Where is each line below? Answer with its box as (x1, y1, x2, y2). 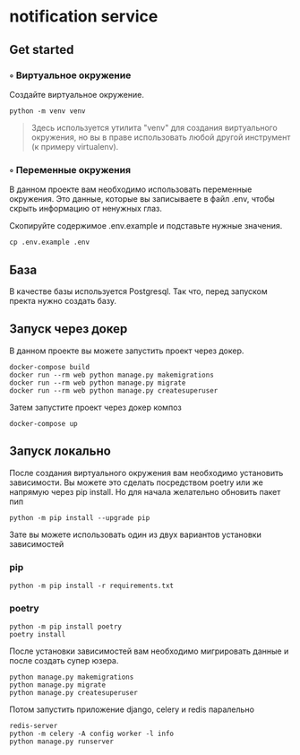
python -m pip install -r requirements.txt (9, 581, 175, 590)
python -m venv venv (9, 106, 87, 116)
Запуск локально (9, 444, 112, 459)
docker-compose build (9, 362, 90, 371)
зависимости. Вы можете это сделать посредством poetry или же (9, 477, 264, 488)
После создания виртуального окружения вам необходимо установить (9, 467, 284, 478)
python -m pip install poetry (9, 622, 123, 631)
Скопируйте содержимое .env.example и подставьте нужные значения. (9, 221, 283, 231)
